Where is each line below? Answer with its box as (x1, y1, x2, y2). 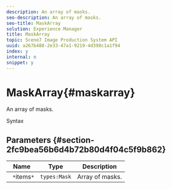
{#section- (52, 134, 95, 145)
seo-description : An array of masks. (6, 15, 102, 21)
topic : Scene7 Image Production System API (6, 37, 118, 43)
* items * (12, 173, 35, 181)
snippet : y (6, 59, 34, 65)
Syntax (6, 118, 24, 125)
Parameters (6, 134, 51, 145)
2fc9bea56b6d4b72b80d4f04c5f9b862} (6, 144, 167, 154)
